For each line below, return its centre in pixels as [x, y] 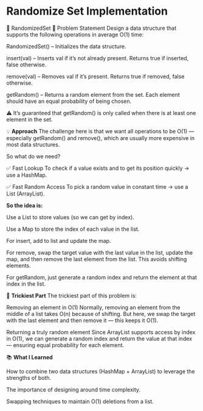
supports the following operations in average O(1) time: [75, 34]
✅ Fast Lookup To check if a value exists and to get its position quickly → [98, 168]
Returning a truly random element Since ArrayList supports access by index [101, 332]
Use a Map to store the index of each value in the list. [73, 229]
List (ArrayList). [26, 194]
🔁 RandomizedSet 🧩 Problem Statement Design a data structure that [91, 28]
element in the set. [29, 119]
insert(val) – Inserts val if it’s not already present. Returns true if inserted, [98, 58]
